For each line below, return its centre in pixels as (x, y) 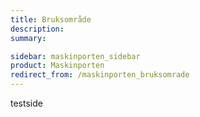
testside (26, 103)
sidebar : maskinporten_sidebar (75, 56)
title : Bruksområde (51, 19)
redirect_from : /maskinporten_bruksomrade (100, 75)
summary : (28, 38)
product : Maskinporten (57, 66)
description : (37, 29)
